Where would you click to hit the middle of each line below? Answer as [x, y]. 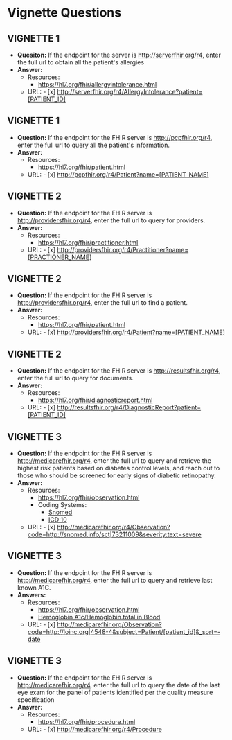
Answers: [32, 594]
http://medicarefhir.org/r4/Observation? [114, 527]
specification [36, 699]
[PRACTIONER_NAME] [60, 257]
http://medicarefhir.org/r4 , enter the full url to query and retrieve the [114, 461]
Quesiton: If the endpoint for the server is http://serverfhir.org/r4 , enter [119, 55]
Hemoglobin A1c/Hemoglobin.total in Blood [99, 617]
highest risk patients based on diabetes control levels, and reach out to [118, 468]
